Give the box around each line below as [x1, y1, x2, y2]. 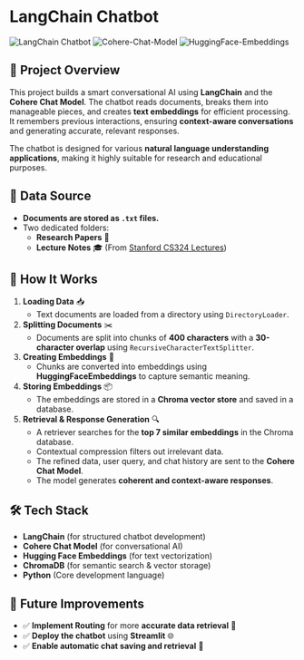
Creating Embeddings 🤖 [22, 352, 115, 363]
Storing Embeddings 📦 [22, 381, 113, 392]
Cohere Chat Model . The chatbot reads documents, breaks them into [9, 96, 270, 107]
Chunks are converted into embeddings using [35, 361, 207, 373]
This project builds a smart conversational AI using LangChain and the [9, 86, 273, 97]
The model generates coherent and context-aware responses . [35, 475, 274, 486]
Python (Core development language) [22, 569, 165, 581]
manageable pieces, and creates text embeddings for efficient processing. [9, 106, 290, 117]
